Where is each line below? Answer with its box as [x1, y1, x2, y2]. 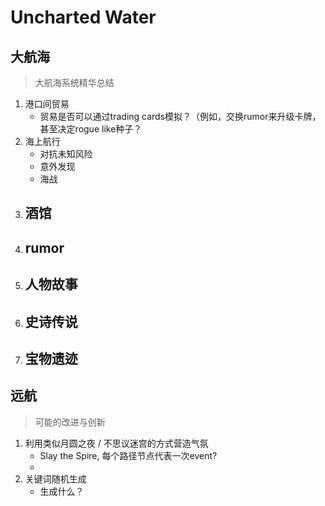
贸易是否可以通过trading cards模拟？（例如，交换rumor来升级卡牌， [39, 111, 322, 122]
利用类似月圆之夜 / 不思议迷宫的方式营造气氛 [24, 437, 209, 449]
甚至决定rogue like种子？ [39, 123, 143, 135]
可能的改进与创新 [34, 416, 106, 428]
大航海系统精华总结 [34, 77, 115, 88]
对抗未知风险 [39, 148, 93, 160]
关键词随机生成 [24, 472, 87, 485]
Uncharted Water [10, 6, 157, 29]
